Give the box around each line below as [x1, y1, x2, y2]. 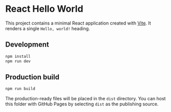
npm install [5, 54, 31, 59]
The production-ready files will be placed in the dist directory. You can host [5, 96, 166, 102]
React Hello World [5, 3, 83, 15]
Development [5, 40, 50, 49]
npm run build [5, 86, 36, 92]
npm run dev [5, 58, 31, 64]
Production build [5, 73, 60, 81]
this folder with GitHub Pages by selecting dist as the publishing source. [5, 101, 159, 107]
